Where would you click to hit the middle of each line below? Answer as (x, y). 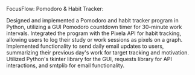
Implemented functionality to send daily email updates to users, (85, 46)
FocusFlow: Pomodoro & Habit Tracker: (55, 9)
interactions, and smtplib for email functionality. (66, 65)
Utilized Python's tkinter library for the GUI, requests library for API (89, 59)
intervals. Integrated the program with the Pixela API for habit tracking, (94, 33)
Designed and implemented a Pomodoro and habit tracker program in (93, 20)
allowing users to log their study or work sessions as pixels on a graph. (94, 40)
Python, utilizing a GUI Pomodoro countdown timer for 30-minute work (94, 27)
